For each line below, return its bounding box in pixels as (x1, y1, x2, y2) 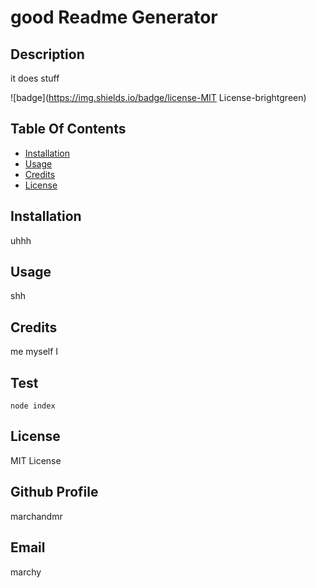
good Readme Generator (10, 6, 218, 29)
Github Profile (10, 484, 99, 501)
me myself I (10, 346, 59, 358)
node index (10, 401, 56, 411)
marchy (10, 566, 42, 578)
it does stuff (10, 72, 60, 84)
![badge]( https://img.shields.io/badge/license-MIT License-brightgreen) (10, 92, 307, 103)
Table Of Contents (10, 121, 127, 138)
